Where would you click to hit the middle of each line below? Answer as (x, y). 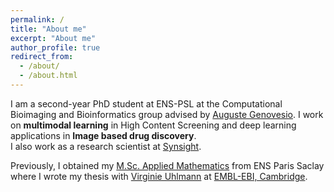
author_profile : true (55, 47)
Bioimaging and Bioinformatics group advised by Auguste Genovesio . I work (167, 114)
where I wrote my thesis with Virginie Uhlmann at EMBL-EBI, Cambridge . (159, 176)
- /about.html (48, 76)
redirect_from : (42, 57)
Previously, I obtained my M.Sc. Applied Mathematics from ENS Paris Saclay (167, 165)
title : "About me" (48, 29)
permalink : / (37, 19)
